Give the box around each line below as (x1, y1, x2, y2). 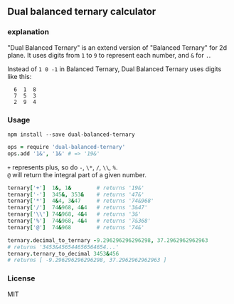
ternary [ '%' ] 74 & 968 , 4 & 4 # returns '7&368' (7, 217, 151, 225)
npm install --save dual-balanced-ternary (7, 131, 135, 138)
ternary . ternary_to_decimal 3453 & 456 (7, 250, 119, 257)
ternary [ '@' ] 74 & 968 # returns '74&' (7, 224, 144, 231)
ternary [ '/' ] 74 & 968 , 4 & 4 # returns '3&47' (7, 204, 148, 211)
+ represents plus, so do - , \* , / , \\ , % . (7, 163, 119, 172)
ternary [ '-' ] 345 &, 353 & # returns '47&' (7, 191, 144, 198)
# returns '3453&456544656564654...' (7, 243, 119, 251)
